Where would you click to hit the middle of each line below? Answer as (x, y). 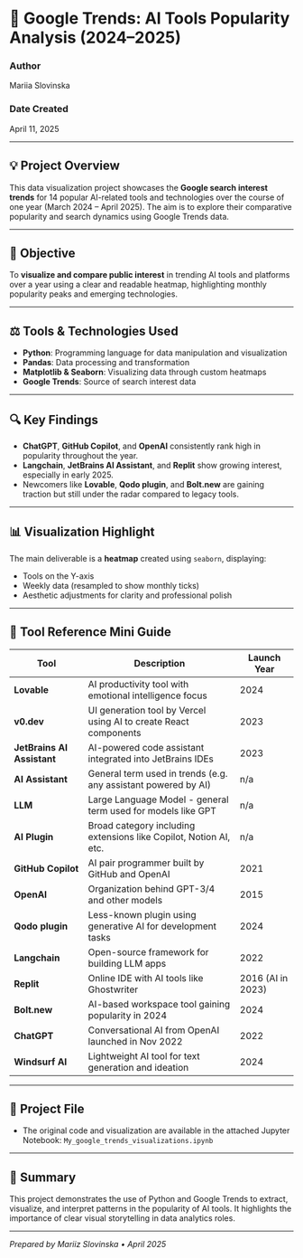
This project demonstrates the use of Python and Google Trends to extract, (149, 1199)
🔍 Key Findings (54, 420)
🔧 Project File (47, 1109)
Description (160, 663)
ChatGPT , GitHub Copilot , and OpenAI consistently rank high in (142, 446)
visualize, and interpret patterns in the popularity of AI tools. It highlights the (151, 1209)
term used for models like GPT (152, 810)
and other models (125, 900)
